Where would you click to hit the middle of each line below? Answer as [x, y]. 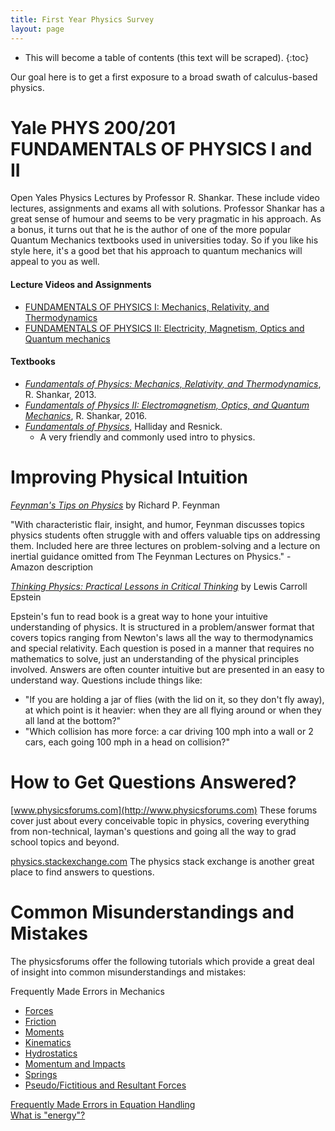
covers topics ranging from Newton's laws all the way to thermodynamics [162, 637]
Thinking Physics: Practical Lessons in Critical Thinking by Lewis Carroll [159, 586]
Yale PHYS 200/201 [93, 127]
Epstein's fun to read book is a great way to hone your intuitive [139, 616]
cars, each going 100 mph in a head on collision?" [127, 742]
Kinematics [48, 1042]
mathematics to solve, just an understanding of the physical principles [155, 658]
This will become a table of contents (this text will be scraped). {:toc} [167, 57]
